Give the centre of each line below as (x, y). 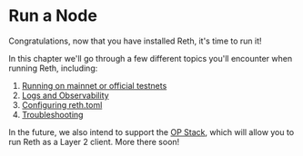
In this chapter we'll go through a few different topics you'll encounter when (151, 58)
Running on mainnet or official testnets (94, 85)
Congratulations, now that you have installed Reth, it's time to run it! (135, 41)
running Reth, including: (53, 68)
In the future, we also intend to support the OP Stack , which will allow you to (151, 132)
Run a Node (53, 16)
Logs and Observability (66, 95)
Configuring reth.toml (62, 104)
